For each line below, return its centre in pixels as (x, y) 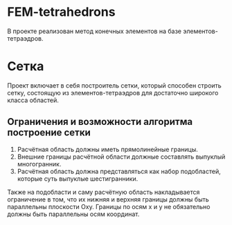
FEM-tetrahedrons (61, 12)
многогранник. (39, 164)
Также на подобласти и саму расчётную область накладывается (104, 192)
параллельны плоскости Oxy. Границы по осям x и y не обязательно (109, 206)
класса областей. (33, 100)
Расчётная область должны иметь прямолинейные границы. (108, 149)
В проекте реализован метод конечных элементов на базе (95, 31)
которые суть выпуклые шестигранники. (78, 178)
